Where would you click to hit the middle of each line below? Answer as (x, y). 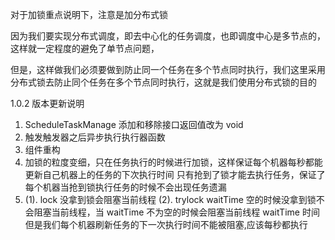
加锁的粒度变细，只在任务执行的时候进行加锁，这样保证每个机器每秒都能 (173, 162)
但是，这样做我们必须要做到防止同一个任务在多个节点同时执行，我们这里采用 (168, 69)
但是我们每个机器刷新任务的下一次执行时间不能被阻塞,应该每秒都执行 (166, 224)
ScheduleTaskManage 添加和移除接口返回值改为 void (134, 124)
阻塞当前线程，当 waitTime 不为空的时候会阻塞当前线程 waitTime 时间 (176, 212)
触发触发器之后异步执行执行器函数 (95, 137)
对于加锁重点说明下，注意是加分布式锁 (89, 14)
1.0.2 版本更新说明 (47, 103)
